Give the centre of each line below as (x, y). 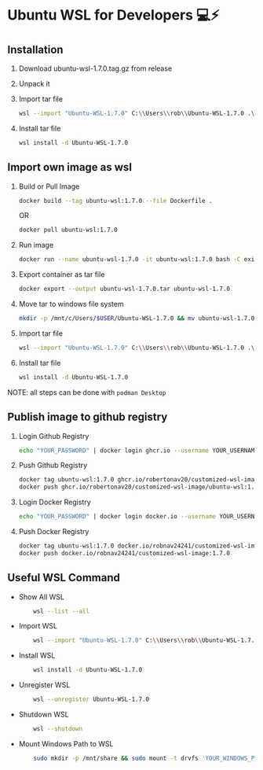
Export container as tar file (62, 274)
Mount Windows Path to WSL (66, 743)
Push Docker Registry (54, 531)
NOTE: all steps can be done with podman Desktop (87, 392)
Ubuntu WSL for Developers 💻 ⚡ (113, 15)
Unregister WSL (44, 685)
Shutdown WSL (44, 715)
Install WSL (37, 656)
